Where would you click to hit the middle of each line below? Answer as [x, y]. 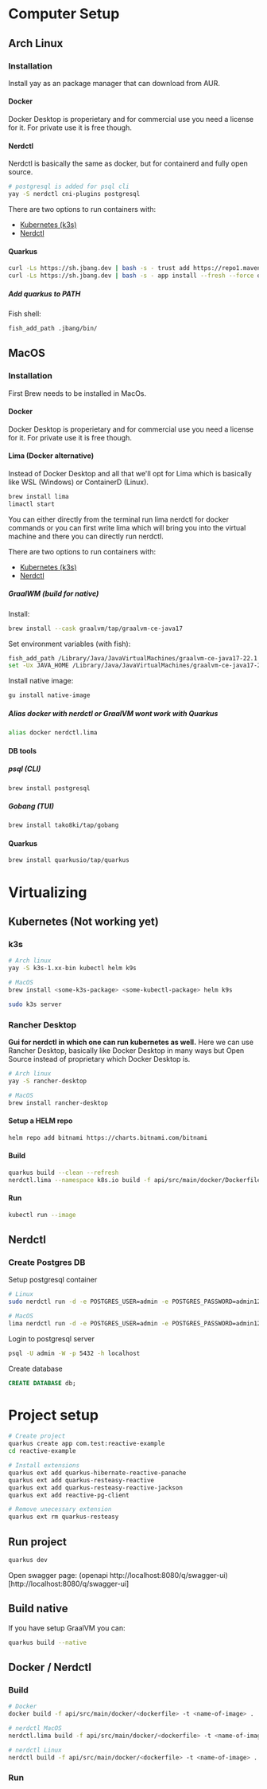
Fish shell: [25, 313]
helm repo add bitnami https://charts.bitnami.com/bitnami [108, 1137]
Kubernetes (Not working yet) [83, 921]
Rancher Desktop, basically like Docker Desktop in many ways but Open [126, 1050]
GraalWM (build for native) [54, 593]
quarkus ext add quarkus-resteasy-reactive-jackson [95, 1488]
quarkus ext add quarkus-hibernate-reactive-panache [97, 1473]
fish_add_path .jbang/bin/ [53, 328]
